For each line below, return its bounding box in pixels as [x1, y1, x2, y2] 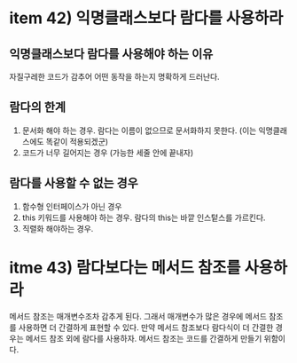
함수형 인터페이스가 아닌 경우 [21, 201, 122, 211]
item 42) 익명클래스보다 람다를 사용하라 [9, 8, 284, 28]
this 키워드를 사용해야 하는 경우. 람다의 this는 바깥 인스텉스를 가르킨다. [21, 212, 266, 223]
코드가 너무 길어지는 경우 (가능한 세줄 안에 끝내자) [21, 147, 194, 158]
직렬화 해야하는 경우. [21, 223, 94, 233]
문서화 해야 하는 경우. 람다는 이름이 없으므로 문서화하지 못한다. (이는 [21, 125, 257, 136]
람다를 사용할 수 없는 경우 [9, 176, 139, 191]
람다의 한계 [9, 99, 66, 115]
